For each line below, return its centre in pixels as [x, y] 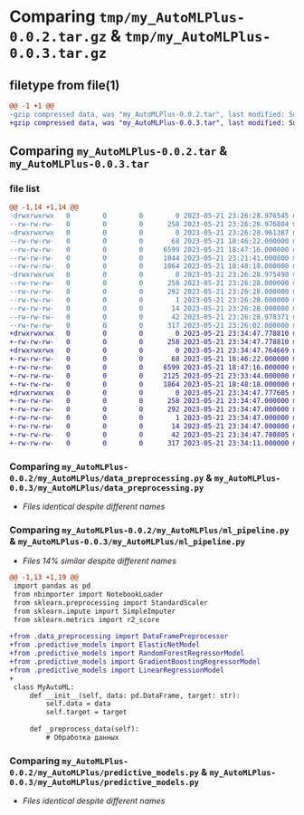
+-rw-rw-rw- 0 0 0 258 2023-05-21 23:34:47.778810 [149, 342]
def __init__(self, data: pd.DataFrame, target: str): [135, 695]
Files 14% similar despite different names [99, 561]
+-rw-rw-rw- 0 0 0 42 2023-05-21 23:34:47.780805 [149, 435]
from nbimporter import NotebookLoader [89, 595]
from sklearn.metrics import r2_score [86, 619]
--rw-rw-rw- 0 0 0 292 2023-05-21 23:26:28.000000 [149, 292]
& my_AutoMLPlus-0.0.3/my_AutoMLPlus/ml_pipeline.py [128, 541]
